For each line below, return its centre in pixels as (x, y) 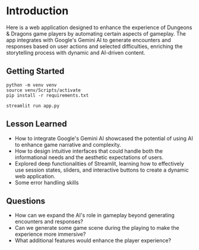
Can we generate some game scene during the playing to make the (97, 228)
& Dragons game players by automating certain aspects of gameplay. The (96, 33)
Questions (26, 201)
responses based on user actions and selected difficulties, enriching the (94, 46)
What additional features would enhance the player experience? (93, 240)
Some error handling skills (47, 182)
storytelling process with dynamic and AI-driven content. (76, 52)
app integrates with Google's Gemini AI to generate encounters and (89, 40)
